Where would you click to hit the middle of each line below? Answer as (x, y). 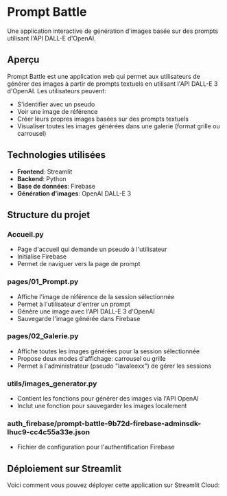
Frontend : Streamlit (45, 172)
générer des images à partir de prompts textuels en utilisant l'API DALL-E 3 (112, 84)
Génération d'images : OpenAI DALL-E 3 (74, 193)
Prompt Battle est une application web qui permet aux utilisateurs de (104, 76)
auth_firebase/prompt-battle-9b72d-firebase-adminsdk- (104, 424)
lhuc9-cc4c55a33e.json (49, 432)
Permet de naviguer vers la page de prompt (79, 264)
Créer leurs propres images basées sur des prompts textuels (103, 119)
